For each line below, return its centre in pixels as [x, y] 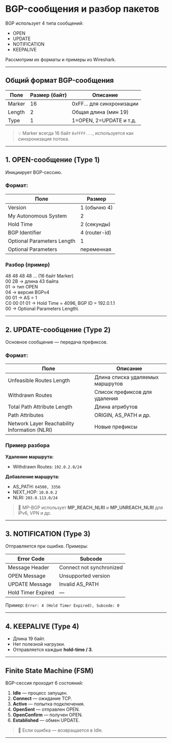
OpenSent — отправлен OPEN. [46, 709]
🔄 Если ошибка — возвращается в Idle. [60, 730]
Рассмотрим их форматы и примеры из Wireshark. [61, 59]
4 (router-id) [96, 232]
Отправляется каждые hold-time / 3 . [53, 650]
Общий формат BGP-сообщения [60, 80]
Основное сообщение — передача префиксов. [57, 342]
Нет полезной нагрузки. [39, 644]
